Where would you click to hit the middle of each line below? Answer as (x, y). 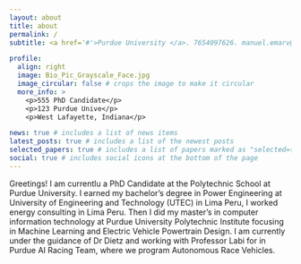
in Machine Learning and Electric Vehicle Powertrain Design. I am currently (147, 231)
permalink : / (34, 34)
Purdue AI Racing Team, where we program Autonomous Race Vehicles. (142, 250)
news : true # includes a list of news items (94, 133)
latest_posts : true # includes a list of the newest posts (122, 141)
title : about (34, 26)
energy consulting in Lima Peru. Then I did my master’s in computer (134, 212)
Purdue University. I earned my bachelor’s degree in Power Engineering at (146, 192)
